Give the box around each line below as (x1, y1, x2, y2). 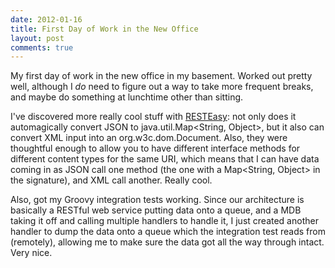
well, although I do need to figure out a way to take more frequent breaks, (10, 81, 314, 93)
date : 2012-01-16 (10, 14, 83, 25)
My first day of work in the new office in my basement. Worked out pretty (10, 70, 313, 82)
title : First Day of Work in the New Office (10, 24, 199, 34)
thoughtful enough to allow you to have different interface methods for (10, 142, 301, 155)
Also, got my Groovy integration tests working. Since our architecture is (10, 194, 305, 206)
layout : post (10, 33, 65, 43)
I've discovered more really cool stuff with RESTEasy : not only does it (10, 111, 297, 123)
